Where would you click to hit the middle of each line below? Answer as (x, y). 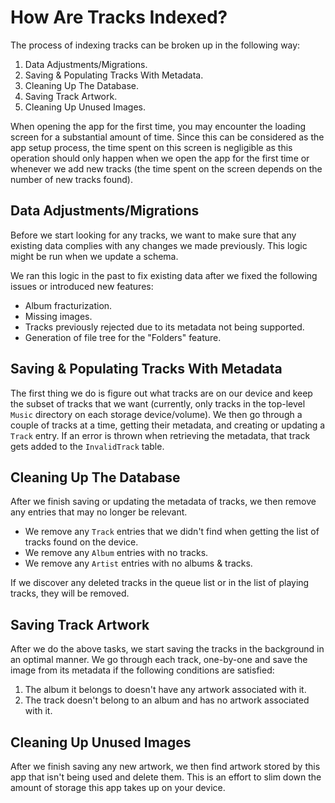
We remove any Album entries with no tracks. (116, 553)
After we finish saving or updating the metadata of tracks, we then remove (163, 502)
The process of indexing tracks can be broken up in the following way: (155, 45)
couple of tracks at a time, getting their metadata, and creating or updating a (168, 425)
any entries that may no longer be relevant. (99, 512)
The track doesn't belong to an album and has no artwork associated (167, 700)
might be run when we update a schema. (94, 256)
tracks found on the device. (81, 542)
